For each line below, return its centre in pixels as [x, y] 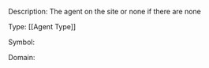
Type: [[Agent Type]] [42, 26]
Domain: [22, 57]
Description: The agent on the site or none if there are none [104, 11]
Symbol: [22, 42]
